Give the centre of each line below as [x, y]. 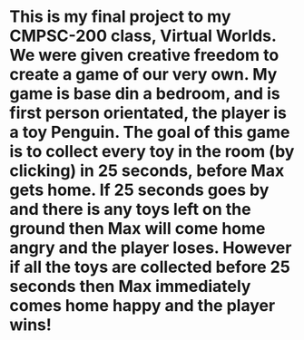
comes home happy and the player [142, 306]
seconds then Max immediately [130, 287]
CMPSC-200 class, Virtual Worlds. [143, 36]
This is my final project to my [120, 17]
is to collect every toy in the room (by [152, 152]
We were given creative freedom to [144, 55]
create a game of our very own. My [143, 75]
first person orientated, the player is [148, 113]
